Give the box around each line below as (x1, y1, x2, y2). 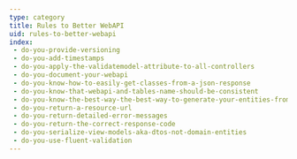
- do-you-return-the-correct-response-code (12, 120, 176, 129)
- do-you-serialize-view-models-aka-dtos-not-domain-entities (12, 128, 247, 137)
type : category (9, 12, 65, 22)
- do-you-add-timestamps (12, 54, 104, 63)
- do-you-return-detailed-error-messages (12, 111, 168, 120)
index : (9, 37, 34, 47)
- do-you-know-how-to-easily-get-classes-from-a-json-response (12, 79, 251, 87)
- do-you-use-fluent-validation (12, 136, 133, 145)
